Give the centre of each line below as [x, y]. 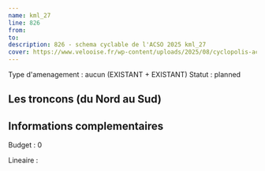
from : [17, 30]
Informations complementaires [86, 126]
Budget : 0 [25, 145]
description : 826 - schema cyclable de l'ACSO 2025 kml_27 [107, 45]
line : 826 [24, 23]
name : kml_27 [30, 15]
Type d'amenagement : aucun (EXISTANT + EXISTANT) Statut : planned [125, 74]
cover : [19, 52]
